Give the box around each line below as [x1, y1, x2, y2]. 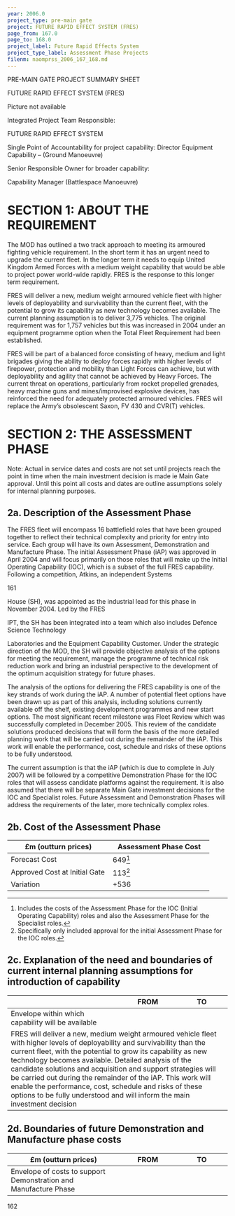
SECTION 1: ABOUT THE [7, 202, 149, 218]
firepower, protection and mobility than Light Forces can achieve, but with [7, 364, 220, 372]
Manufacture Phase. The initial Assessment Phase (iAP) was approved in [7, 548, 217, 556]
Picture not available [7, 102, 66, 111]
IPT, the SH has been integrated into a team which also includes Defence [7, 619, 218, 627]
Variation [10, 879, 41, 889]
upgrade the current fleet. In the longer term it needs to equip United [7, 255, 205, 264]
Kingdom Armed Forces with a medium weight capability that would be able [7, 262, 225, 271]
